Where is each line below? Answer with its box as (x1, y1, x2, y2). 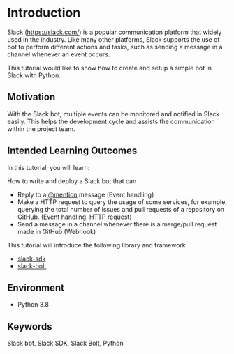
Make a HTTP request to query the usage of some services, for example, (17, 197, 227, 206)
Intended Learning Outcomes (7, 145, 138, 157)
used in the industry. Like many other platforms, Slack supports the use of (7, 35, 220, 43)
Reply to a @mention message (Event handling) (17, 190, 154, 199)
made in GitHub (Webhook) (17, 227, 96, 236)
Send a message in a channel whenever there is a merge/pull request (17, 220, 217, 228)
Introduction (7, 5, 81, 21)
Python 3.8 (17, 300, 49, 309)
